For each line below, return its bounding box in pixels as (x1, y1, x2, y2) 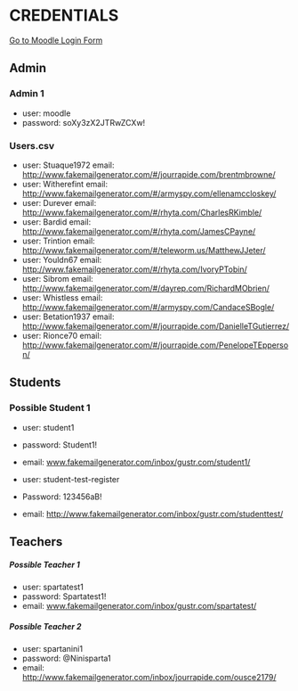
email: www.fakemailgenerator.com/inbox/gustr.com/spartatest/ (21, 600, 257, 611)
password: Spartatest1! (21, 590, 107, 602)
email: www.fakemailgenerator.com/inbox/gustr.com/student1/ (21, 457, 251, 467)
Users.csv (9, 139, 55, 152)
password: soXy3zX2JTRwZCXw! (21, 117, 146, 128)
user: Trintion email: (21, 235, 95, 246)
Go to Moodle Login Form (9, 35, 103, 45)
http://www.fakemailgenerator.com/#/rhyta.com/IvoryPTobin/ (21, 264, 247, 275)
